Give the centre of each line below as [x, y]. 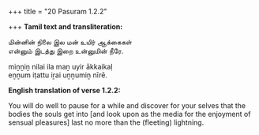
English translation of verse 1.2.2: [64, 90]
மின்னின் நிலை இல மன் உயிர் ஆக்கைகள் [70, 42]
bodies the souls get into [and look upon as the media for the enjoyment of [129, 114]
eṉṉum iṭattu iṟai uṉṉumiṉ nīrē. [58, 75]
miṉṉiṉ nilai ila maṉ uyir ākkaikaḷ [60, 67]
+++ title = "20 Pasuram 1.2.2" [58, 11]
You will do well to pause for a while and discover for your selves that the [127, 105]
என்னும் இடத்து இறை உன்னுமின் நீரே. [66, 51]
